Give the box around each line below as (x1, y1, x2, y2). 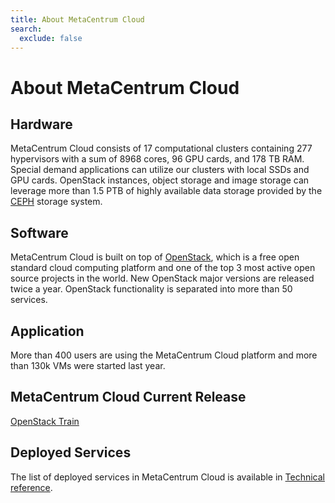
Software (10, 224, 69, 241)
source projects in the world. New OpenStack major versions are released (10, 272, 315, 285)
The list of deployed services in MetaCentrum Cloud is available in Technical (10, 471, 325, 483)
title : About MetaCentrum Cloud (10, 14, 145, 25)
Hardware (10, 116, 73, 133)
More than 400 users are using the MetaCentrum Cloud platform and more (10, 349, 318, 361)
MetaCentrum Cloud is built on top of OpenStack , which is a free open (10, 251, 300, 263)
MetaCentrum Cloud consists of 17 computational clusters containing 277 (10, 142, 313, 155)
